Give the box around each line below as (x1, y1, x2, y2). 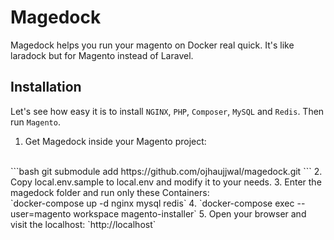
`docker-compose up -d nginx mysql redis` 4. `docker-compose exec (10, 197, 295, 209)
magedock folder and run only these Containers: (10, 186, 210, 198)
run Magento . (10, 116, 61, 128)
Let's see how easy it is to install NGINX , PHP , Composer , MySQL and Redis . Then (10, 105, 325, 117)
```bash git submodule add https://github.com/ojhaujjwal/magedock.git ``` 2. (10, 165, 323, 177)
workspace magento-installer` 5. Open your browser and (73, 207, 307, 220)
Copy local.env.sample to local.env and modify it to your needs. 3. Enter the (10, 176, 322, 188)
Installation (10, 79, 82, 96)
